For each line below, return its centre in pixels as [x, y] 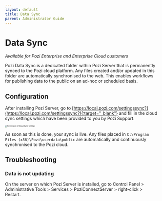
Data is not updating [30, 173]
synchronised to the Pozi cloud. [37, 145]
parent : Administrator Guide [35, 18]
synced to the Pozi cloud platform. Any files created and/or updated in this [80, 71]
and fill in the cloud [138, 113]
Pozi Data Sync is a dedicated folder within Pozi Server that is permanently [80, 66]
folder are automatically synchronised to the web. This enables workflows [79, 76]
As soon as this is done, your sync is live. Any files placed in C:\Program [77, 134]
